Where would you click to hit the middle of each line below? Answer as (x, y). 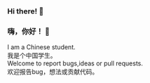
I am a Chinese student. (41, 47)
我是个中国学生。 (32, 56)
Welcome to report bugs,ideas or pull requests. (75, 63)
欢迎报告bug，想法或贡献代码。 (53, 72)
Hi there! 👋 (26, 11)
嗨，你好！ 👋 (29, 31)
